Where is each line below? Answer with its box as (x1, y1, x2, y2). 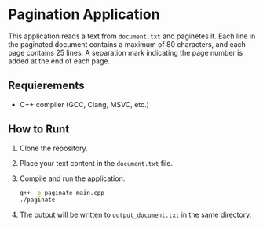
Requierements (8, 79, 85, 92)
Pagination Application (8, 5, 160, 23)
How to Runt (8, 123, 70, 136)
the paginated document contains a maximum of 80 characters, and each (8, 39, 246, 49)
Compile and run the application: (19, 174, 126, 183)
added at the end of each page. (8, 56, 111, 66)
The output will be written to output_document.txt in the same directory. (19, 210, 252, 220)
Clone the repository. (19, 143, 88, 153)
